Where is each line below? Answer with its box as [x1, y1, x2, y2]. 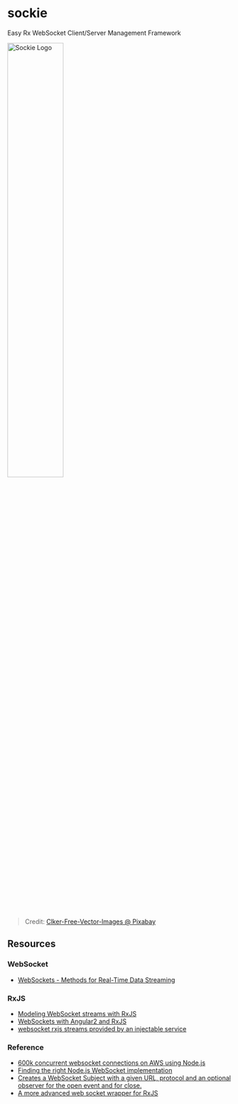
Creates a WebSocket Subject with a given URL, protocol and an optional [17, 1074, 231, 1083]
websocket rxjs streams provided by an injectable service [17, 1024, 187, 1033]
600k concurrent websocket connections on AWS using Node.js [17, 1058, 206, 1067]
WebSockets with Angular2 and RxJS [17, 1017, 126, 1026]
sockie [7, 5, 48, 21]
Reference [7, 1042, 44, 1052]
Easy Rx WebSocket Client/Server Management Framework [7, 29, 181, 37]
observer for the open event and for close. [17, 1081, 142, 1090]
